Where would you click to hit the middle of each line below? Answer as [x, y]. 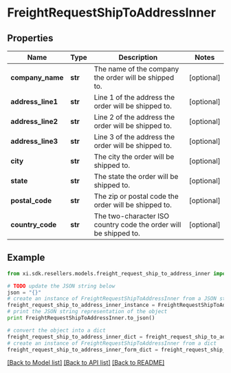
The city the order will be [134, 157]
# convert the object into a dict [57, 330]
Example [26, 258]
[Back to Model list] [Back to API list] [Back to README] [86, 363]
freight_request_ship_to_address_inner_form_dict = [82, 350]
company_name [37, 77]
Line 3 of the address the [134, 137]
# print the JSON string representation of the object [87, 312]
